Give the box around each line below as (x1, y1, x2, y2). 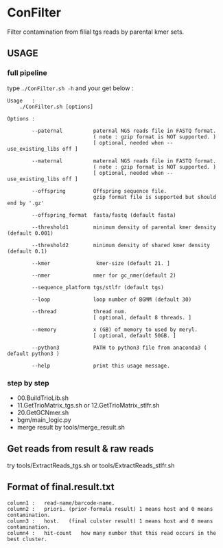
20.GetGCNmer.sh (16, 408, 69, 417)
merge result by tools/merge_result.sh (16, 423, 125, 431)
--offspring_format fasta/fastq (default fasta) (32, 211, 176, 218)
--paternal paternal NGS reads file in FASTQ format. (32, 127, 216, 134)
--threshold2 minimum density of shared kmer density (32, 242, 211, 249)
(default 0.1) (7, 248, 48, 255)
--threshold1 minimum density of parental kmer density (32, 224, 216, 231)
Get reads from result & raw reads (7, 443, 154, 455)
